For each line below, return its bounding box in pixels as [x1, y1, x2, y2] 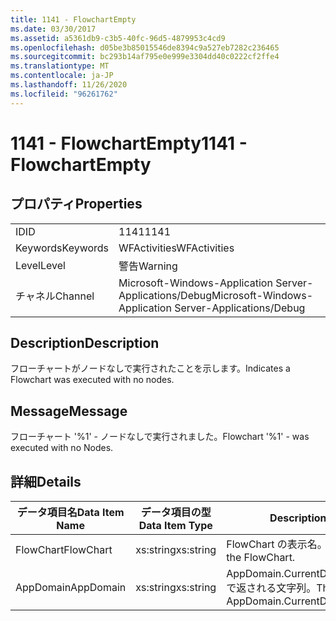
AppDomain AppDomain [15, 581, 127, 595]
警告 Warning [118, 259, 178, 273]
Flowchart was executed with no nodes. [10, 374, 175, 386]
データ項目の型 [140, 506, 212, 520]
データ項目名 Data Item [16, 506, 125, 520]
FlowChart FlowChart [15, 543, 113, 557]
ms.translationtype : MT [10, 61, 110, 71]
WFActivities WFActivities [118, 241, 235, 255]
